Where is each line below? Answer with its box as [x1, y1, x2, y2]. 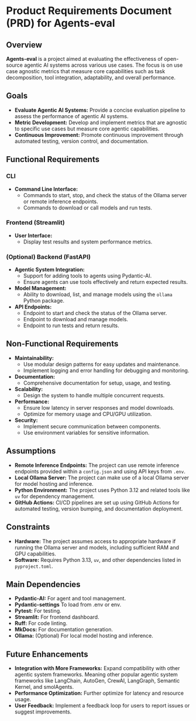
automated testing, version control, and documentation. [14, 138, 149, 145]
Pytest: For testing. [14, 607, 61, 614]
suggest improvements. [14, 708, 72, 715]
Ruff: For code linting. [14, 620, 68, 627]
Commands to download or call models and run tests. [23, 204, 152, 211]
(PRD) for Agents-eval [6, 16, 115, 30]
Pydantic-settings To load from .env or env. [14, 601, 122, 608]
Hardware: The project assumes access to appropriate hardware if [14, 537, 176, 545]
